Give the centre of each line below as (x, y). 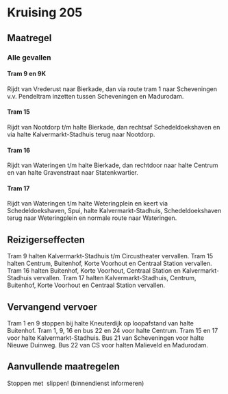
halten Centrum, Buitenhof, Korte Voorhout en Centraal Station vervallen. (110, 263)
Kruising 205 (45, 13)
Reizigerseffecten (46, 239)
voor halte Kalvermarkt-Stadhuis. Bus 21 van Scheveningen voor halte (105, 338)
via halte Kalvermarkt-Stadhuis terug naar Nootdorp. (81, 134)
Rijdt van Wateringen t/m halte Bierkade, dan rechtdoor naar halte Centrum (113, 165)
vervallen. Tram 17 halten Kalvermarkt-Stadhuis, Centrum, (115, 278)
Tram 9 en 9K (27, 74)
